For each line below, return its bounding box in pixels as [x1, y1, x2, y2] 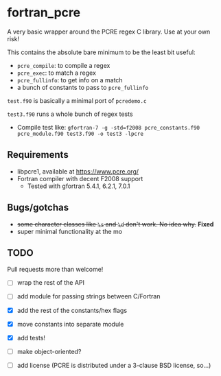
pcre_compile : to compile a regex [16, 61, 110, 69]
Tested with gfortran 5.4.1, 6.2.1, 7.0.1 [27, 182, 130, 190]
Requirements [7, 149, 69, 161]
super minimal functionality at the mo [16, 227, 122, 235]
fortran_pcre [7, 5, 81, 21]
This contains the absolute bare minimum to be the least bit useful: [7, 48, 196, 56]
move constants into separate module [16, 320, 124, 328]
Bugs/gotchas [7, 202, 69, 213]
